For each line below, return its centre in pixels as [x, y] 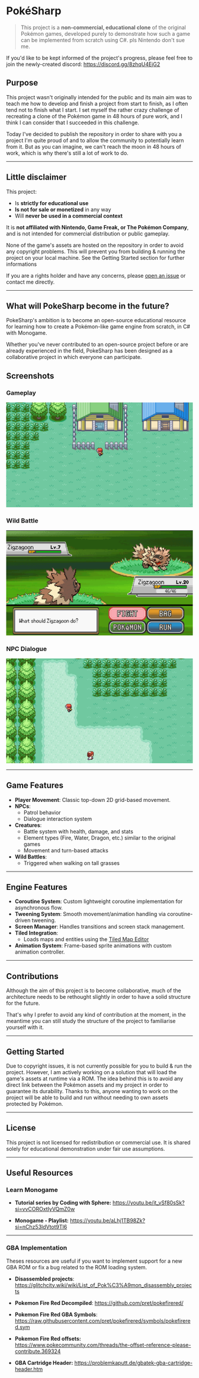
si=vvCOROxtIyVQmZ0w [45, 1209]
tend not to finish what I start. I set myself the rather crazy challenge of [93, 110]
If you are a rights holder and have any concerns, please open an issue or [96, 275]
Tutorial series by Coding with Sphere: [63, 1203]
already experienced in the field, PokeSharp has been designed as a [89, 351]
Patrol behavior [42, 812]
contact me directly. [31, 282]
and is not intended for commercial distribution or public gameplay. [88, 234]
